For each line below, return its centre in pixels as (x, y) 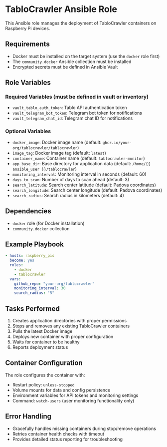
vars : (15, 279)
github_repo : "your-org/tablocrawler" (54, 284)
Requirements (27, 44)
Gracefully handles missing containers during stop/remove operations (84, 428)
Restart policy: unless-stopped (43, 384)
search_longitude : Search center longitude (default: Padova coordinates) (87, 190)
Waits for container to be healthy (46, 342)
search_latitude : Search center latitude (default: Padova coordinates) (84, 185)
